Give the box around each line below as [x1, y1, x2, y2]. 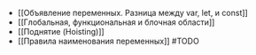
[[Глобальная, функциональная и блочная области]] [17, 17, 215, 27]
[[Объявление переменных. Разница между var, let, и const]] [17, 8, 248, 18]
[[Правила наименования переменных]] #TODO [17, 35, 199, 46]
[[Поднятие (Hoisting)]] [17, 27, 105, 36]
